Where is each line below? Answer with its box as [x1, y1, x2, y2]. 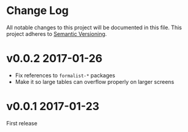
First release [6, 119, 38, 127]
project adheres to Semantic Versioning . [6, 30, 107, 37]
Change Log [6, 4, 69, 18]
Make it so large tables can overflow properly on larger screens [15, 78, 175, 85]
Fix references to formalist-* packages [15, 71, 116, 79]
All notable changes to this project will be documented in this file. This [6, 24, 183, 31]
